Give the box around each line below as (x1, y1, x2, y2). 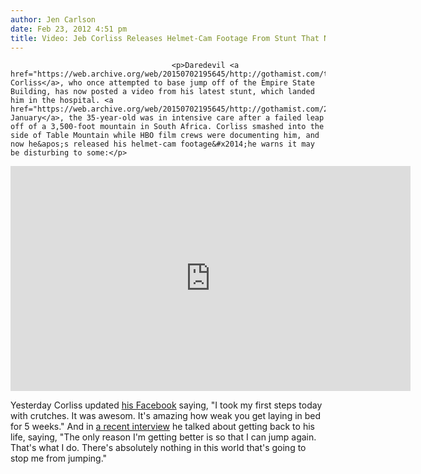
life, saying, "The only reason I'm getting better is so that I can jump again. (10, 431, 317, 443)
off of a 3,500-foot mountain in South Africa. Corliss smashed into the (10, 122, 325, 132)
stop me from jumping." (10, 452, 108, 465)
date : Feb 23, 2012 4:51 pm (10, 24, 128, 34)
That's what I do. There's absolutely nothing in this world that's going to (10, 442, 307, 454)
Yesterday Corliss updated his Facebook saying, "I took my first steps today (10, 399, 323, 411)
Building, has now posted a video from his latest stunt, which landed (10, 87, 315, 97)
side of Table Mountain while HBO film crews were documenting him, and (10, 131, 320, 141)
